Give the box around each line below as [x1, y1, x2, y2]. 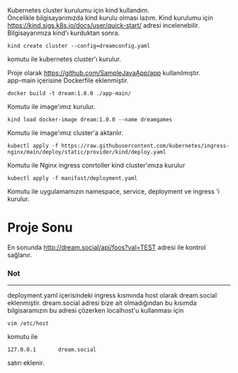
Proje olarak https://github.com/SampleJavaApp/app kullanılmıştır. [7, 69, 200, 77]
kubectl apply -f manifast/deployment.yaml [7, 175, 138, 182]
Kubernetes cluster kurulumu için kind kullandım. [7, 6, 150, 14]
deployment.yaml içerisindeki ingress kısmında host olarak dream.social [7, 291, 217, 300]
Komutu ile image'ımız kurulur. [7, 102, 96, 111]
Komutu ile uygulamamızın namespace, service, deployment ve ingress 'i [7, 188, 220, 195]
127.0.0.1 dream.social [7, 346, 97, 354]
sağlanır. [7, 250, 33, 259]
